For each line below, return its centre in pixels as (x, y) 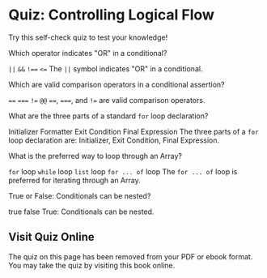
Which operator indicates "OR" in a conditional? (88, 53)
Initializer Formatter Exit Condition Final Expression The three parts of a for (133, 131)
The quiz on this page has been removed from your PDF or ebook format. (131, 256)
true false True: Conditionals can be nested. (81, 212)
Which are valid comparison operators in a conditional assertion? (117, 84)
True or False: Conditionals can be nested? (80, 195)
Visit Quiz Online (51, 237)
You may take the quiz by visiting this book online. (92, 265)
